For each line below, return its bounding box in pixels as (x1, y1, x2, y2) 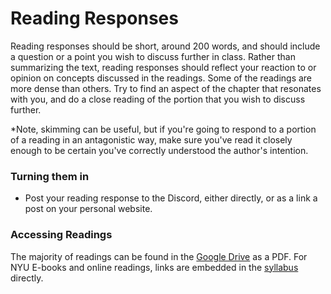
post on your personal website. (24, 203, 153, 215)
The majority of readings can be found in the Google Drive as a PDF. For (10, 250, 308, 262)
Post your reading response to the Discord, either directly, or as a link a (24, 192, 318, 204)
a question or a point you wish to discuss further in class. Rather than (10, 50, 296, 62)
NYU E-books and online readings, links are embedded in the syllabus (10, 261, 299, 273)
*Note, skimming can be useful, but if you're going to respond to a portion (10, 123, 317, 135)
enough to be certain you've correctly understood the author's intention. (10, 144, 309, 156)
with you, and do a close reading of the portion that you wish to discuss (10, 93, 306, 105)
